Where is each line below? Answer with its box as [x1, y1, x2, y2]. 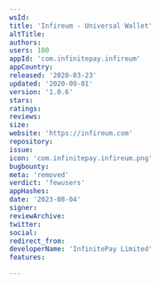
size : [9, 121, 29, 130]
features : [9, 253, 46, 263]
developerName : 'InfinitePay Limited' [9, 245, 153, 254]
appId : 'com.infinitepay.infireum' [9, 54, 141, 63]
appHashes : [9, 187, 50, 196]
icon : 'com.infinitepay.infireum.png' [9, 153, 153, 163]
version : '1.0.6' [9, 87, 74, 96]
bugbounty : [9, 162, 50, 171]
